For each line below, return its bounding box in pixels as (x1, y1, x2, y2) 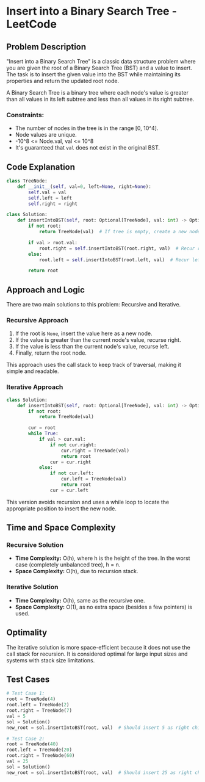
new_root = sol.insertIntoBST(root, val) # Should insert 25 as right (6, 769, 192, 776)
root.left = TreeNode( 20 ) (6, 747, 72, 753)
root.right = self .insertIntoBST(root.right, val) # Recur (38, 245, 195, 252)
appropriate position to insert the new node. (6, 505, 117, 512)
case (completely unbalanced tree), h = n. (15, 561, 121, 568)
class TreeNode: (6, 178, 48, 184)
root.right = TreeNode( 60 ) (6, 753, 75, 759)
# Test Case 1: (6, 690, 45, 697)
